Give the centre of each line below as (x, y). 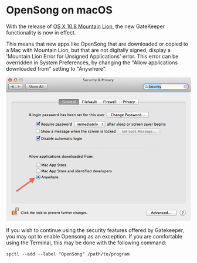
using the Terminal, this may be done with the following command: (86, 243)
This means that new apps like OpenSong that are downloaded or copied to (97, 44)
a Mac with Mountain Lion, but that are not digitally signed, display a (89, 50)
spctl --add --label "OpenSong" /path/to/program (68, 254)
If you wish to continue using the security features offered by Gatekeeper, (95, 230)
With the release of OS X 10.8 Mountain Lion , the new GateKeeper (86, 26)
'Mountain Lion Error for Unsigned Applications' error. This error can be (92, 56)
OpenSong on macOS (60, 10)
